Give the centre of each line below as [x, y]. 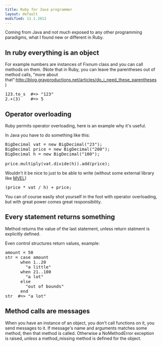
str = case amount [27, 257]
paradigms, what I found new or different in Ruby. [55, 37]
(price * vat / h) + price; [38, 187]
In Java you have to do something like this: [48, 135]
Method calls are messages [48, 311]
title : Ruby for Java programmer [39, 9]
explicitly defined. [23, 234]
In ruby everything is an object [52, 53]
